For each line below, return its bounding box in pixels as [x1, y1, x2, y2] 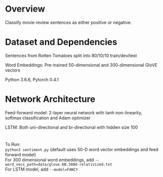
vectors [5, 67, 20, 73]
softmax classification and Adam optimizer [5, 115, 91, 121]
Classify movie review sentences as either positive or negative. [5, 19, 132, 25]
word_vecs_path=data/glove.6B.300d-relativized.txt [5, 162, 112, 167]
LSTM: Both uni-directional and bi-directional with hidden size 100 [5, 124, 138, 130]
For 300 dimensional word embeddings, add [5, 157, 94, 162]
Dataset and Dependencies [5, 36, 118, 48]
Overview [5, 3, 45, 15]
